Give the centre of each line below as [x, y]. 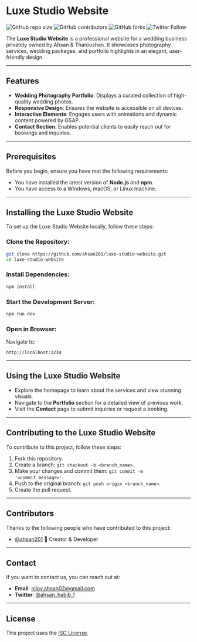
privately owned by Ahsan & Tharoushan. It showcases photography [89, 45]
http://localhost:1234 [34, 353]
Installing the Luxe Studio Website [70, 212]
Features [23, 81]
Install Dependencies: [38, 274]
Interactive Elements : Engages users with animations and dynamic [96, 114]
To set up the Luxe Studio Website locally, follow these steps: [80, 227]
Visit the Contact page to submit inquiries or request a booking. [91, 409]
